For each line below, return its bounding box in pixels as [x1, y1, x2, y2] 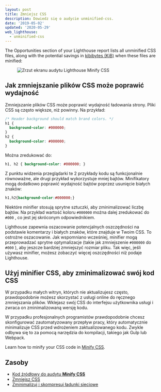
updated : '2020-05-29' [5, 25, 51, 30]
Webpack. [5, 335, 26, 341]
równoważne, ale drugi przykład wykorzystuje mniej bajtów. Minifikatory [5, 175, 149, 181]
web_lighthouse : [5, 30, 38, 34]
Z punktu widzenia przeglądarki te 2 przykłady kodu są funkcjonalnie [5, 170, 143, 176]
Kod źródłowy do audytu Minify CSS [12, 371, 85, 377]
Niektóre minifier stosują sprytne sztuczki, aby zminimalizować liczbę [5, 204, 144, 210]
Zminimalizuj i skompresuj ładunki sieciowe [12, 382, 98, 388]
